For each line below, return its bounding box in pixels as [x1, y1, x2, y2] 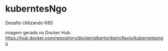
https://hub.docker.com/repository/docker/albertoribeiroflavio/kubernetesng [5, 35, 163, 41]
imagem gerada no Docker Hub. [5, 29, 71, 35]
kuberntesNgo [5, 3, 67, 15]
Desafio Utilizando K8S [5, 20, 53, 26]
